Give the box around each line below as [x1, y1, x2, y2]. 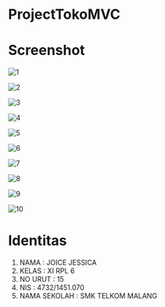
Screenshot [8, 42, 85, 60]
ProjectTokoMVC [8, 5, 121, 24]
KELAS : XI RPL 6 [19, 266, 75, 276]
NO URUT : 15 [19, 275, 64, 284]
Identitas [8, 232, 67, 250]
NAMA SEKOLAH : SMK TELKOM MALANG [19, 291, 158, 301]
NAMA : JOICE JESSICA [19, 258, 97, 268]
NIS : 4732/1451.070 [19, 283, 84, 292]
